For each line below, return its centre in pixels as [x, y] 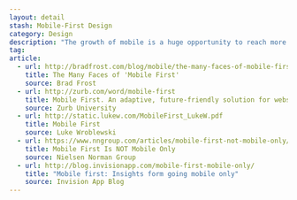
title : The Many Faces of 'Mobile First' [102, 75]
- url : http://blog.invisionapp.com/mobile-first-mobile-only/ [136, 165]
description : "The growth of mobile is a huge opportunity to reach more [148, 42]
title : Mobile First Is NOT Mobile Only [100, 149]
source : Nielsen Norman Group [81, 157]
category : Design [41, 34]
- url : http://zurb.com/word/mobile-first [96, 91]
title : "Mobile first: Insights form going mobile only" [132, 173]
